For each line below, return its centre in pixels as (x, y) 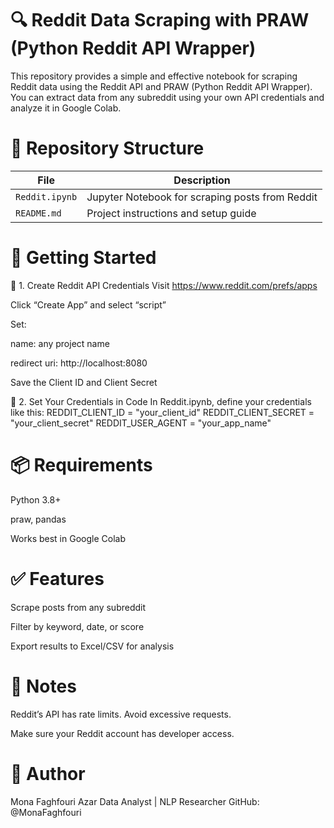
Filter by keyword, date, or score (77, 626)
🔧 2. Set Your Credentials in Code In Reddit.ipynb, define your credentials (161, 401)
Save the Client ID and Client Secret (84, 382)
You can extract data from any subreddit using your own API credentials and (167, 97)
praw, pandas (38, 519)
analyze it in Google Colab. (66, 108)
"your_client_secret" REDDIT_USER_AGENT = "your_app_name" (141, 423)
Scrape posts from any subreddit (78, 607)
